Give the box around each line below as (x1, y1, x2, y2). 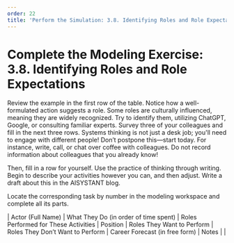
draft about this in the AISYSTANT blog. (7, 178, 120, 187)
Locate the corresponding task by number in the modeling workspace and (7, 192, 220, 201)
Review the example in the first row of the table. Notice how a (7, 99, 184, 108)
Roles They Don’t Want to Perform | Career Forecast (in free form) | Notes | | (7, 228, 226, 236)
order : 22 (7, 10, 36, 17)
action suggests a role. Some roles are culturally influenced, (40, 106, 212, 115)
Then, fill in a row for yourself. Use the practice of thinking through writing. (7, 164, 221, 172)
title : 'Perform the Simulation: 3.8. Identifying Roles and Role (7, 17, 204, 24)
